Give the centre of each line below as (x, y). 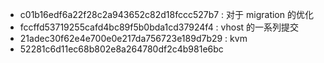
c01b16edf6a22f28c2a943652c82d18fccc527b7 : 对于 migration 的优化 (166, 14)
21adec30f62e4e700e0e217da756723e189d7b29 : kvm (133, 38)
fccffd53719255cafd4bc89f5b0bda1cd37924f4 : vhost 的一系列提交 (159, 27)
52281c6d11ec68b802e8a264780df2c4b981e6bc (121, 49)
